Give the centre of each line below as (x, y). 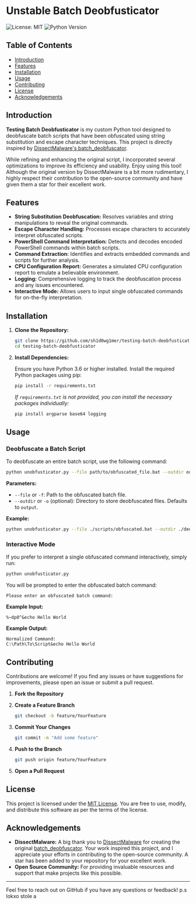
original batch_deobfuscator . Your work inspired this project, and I (94, 848)
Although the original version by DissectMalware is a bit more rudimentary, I (97, 172)
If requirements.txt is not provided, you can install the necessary (93, 397)
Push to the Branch (38, 749)
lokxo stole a (21, 896)
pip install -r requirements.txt (55, 386)
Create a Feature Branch (45, 705)
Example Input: (25, 607)
